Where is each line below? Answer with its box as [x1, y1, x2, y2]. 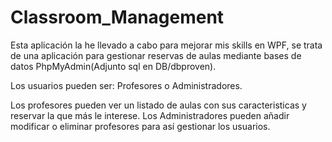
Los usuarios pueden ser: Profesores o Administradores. [10, 79, 243, 91]
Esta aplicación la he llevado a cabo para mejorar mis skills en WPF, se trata [10, 39, 323, 51]
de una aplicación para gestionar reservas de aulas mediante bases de [10, 49, 302, 61]
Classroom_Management [10, 6, 225, 29]
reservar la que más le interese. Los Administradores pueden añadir [10, 109, 290, 121]
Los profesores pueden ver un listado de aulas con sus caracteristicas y [10, 99, 307, 111]
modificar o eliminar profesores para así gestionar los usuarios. [10, 120, 271, 132]
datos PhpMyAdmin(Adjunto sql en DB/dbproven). [10, 60, 217, 72]
